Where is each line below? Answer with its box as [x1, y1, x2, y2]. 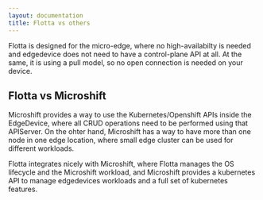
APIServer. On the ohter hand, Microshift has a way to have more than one [8, 127, 252, 137]
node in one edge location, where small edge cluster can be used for [8, 136, 234, 145]
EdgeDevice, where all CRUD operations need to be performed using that [8, 118, 249, 128]
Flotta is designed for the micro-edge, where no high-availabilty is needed [8, 40, 252, 50]
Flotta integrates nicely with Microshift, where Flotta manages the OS [8, 160, 234, 169]
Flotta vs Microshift [8, 89, 106, 102]
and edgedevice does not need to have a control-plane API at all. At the [8, 49, 242, 59]
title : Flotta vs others [8, 19, 91, 27]
